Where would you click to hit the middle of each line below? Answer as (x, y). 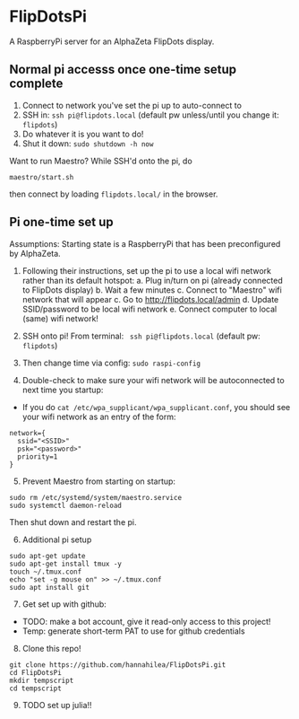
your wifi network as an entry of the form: (99, 416)
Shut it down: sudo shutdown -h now (88, 143)
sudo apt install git (50, 587)
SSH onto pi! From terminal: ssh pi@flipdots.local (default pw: (141, 336)
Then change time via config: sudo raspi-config (111, 363)
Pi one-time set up (61, 222)
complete (36, 84)
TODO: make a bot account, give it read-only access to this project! (146, 621)
